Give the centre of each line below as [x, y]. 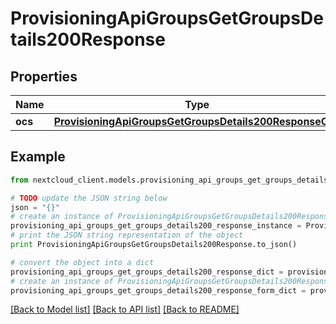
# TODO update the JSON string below [89, 198]
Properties [44, 76]
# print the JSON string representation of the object [127, 235]
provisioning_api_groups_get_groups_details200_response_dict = [147, 272]
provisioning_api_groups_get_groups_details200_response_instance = [156, 226]
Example [38, 157]
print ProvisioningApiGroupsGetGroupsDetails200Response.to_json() [154, 245]
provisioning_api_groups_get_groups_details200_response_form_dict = [158, 290]
